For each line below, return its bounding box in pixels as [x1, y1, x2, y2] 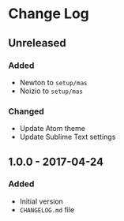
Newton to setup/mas [19, 77, 88, 87]
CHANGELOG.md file [19, 204, 75, 214]
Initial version [19, 197, 63, 206]
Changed [8, 106, 45, 117]
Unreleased [8, 36, 67, 50]
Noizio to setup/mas [19, 86, 83, 96]
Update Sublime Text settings [19, 132, 116, 142]
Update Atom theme [19, 124, 85, 133]
